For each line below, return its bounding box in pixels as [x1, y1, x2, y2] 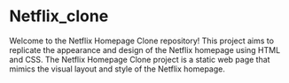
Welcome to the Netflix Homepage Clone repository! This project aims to [9, 35, 275, 46]
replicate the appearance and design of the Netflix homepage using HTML [9, 44, 281, 55]
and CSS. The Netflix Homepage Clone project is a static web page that [9, 54, 270, 64]
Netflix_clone [9, 6, 109, 26]
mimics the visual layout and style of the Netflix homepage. [9, 64, 226, 74]
